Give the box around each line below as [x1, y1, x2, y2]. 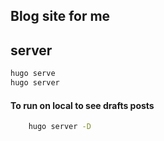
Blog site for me [10, 8, 111, 25]
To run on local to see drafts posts [10, 99, 155, 111]
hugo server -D [28, 122, 92, 132]
